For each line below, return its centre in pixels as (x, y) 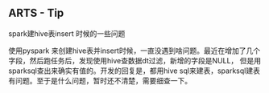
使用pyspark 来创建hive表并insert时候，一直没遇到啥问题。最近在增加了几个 (134, 51)
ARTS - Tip (36, 13)
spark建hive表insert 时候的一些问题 (67, 33)
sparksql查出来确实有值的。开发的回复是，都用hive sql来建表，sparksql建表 (134, 71)
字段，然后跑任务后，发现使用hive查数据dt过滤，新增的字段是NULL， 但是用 (135, 60)
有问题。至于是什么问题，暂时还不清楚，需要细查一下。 (100, 80)
